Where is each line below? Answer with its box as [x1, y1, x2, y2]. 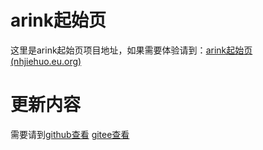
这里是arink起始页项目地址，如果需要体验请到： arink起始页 [10, 44, 253, 56]
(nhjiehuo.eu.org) [10, 55, 82, 67]
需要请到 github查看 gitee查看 [10, 128, 130, 140]
